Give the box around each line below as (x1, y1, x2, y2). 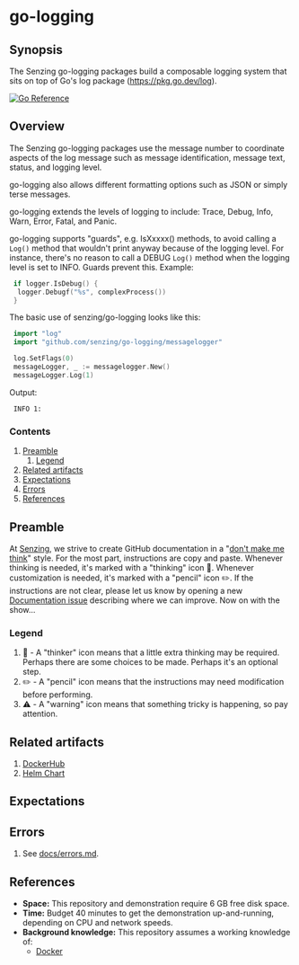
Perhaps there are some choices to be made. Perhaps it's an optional (22, 657, 278, 668)
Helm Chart (22, 768, 66, 779)
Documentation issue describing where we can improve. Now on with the (9, 595, 280, 606)
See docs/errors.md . (22, 848, 100, 859)
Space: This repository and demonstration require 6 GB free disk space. (22, 899, 290, 909)
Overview (9, 119, 66, 134)
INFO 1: (13, 404, 42, 413)
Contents (9, 425, 51, 438)
